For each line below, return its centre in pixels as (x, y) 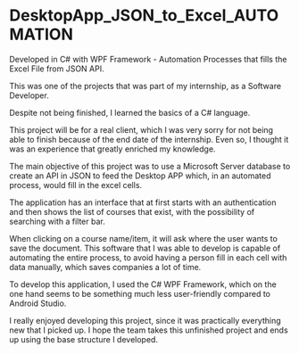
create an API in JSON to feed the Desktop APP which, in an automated (140, 176)
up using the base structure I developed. (84, 339)
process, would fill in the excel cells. (76, 185)
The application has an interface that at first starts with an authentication (143, 202)
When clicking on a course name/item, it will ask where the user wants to (144, 238)
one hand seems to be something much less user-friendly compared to (140, 293)
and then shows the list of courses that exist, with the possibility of (132, 211)
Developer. (29, 95)
